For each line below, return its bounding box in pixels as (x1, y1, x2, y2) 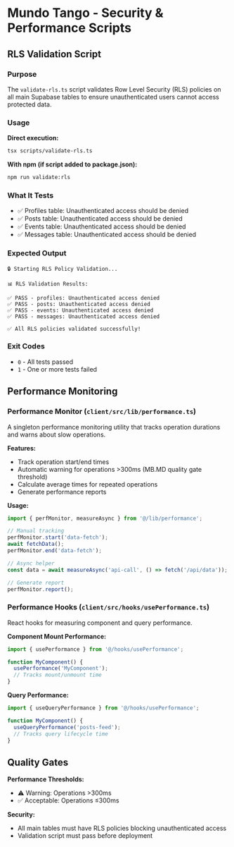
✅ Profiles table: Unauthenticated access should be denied (17, 207, 188, 215)
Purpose (7, 69, 37, 79)
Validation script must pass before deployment (17, 831, 153, 840)
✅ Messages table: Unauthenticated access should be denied (17, 231, 197, 239)
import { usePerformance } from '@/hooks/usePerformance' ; (7, 645, 184, 653)
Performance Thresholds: (7, 775, 84, 784)
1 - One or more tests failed (17, 365, 97, 373)
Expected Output (7, 248, 67, 258)
